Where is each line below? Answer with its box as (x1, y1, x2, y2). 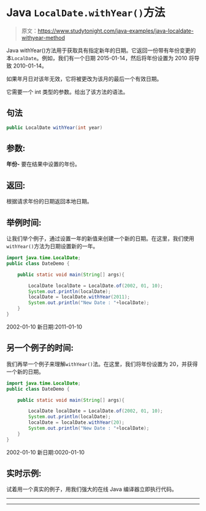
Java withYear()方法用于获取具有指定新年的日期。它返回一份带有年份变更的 (6, 47, 196, 54)
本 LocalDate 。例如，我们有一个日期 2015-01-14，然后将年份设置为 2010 (6, 54, 188, 61)
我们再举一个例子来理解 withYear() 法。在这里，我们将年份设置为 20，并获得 (6, 360, 198, 367)
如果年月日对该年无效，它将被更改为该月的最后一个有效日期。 (6, 75, 162, 82)
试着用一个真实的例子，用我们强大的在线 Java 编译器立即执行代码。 (6, 486, 178, 493)
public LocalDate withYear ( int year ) (6, 124, 103, 131)
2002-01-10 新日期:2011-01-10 (6, 323, 83, 330)
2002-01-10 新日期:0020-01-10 (6, 448, 85, 456)
